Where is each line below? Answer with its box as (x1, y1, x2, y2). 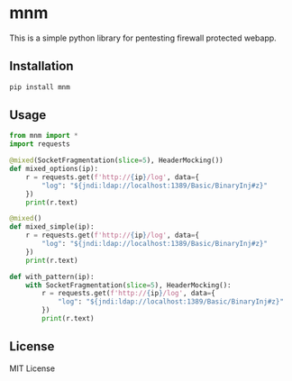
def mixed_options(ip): (9, 165, 99, 174)
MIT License (9, 363, 56, 374)
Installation (9, 59, 74, 74)
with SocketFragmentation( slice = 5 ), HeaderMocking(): (25, 280, 232, 290)
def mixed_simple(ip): (9, 222, 95, 231)
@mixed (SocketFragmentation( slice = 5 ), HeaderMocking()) (9, 156, 224, 165)
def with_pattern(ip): (9, 272, 95, 281)
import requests (9, 140, 70, 149)
